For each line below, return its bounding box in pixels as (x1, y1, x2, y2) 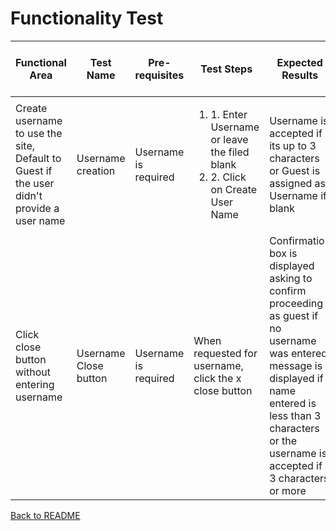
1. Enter (210, 107, 248, 121)
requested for (193, 346, 258, 360)
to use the (15, 126, 63, 140)
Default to (15, 151, 62, 165)
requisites (134, 68, 185, 82)
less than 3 (269, 408, 322, 422)
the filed (210, 145, 250, 159)
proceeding (269, 296, 324, 310)
